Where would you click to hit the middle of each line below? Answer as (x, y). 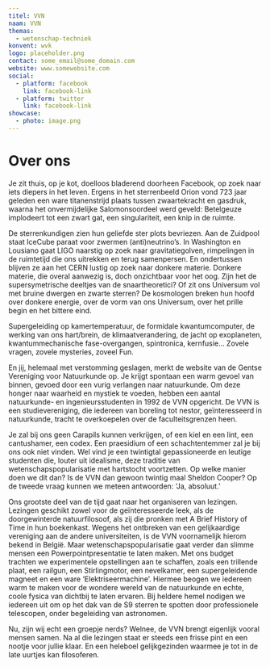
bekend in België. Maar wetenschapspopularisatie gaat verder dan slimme (131, 544)
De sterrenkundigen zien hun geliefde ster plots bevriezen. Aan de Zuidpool (134, 233)
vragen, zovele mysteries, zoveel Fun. (71, 351)
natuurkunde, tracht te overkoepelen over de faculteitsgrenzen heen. (123, 419)
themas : (21, 31)
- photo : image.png (48, 121)
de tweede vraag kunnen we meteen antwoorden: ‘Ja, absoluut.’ (114, 486)
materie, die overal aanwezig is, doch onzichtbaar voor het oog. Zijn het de (133, 276)
